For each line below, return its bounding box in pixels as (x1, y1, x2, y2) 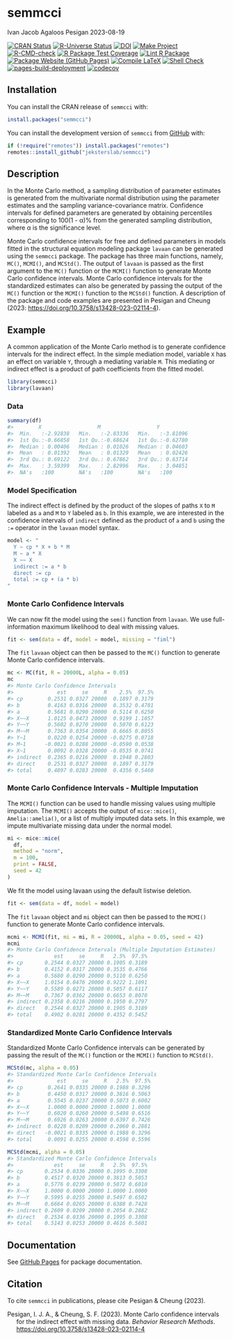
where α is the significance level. (7, 223, 102, 232)
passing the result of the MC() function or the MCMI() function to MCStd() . (7, 1051, 214, 1059)
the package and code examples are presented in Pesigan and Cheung (7, 297, 211, 305)
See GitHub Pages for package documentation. (7, 1258, 143, 1266)
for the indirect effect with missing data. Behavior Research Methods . (16, 1317, 216, 1325)
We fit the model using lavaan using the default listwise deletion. (7, 886, 192, 895)
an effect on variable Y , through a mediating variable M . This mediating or (7, 357, 215, 366)
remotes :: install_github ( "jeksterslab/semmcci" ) (7, 149, 151, 156)
